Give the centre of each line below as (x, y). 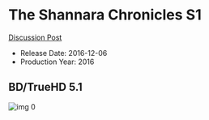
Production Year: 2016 (57, 62)
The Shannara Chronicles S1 (105, 15)
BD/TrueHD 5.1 (45, 87)
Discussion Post (35, 37)
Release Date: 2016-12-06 (64, 53)
